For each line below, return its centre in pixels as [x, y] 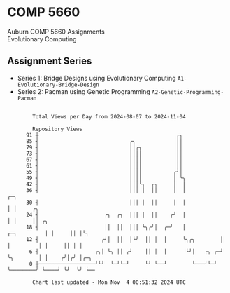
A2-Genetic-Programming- [188, 92]
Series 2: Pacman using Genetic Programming [84, 91]
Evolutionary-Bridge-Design [58, 85]
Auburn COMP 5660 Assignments [56, 32]
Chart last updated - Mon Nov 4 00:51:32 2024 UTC [109, 282]
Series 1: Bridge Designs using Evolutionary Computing [96, 78]
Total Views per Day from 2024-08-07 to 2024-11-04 [109, 116]
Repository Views [57, 129]
